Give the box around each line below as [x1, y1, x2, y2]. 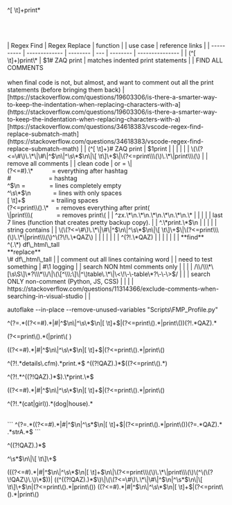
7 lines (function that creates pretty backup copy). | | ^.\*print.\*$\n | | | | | [7, 219, 217, 226]
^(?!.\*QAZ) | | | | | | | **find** [121, 233, 204, 241]
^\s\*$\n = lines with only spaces [7, 189, 123, 197]
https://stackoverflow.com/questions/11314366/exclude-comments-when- [7, 284, 220, 293]
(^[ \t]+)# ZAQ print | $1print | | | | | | [87, 145, 190, 153]
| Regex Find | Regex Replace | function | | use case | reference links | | [7, 42, 210, 49]
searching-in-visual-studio [7, 292, 83, 300]
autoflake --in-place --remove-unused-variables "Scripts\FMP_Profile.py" [7, 305, 218, 314]
